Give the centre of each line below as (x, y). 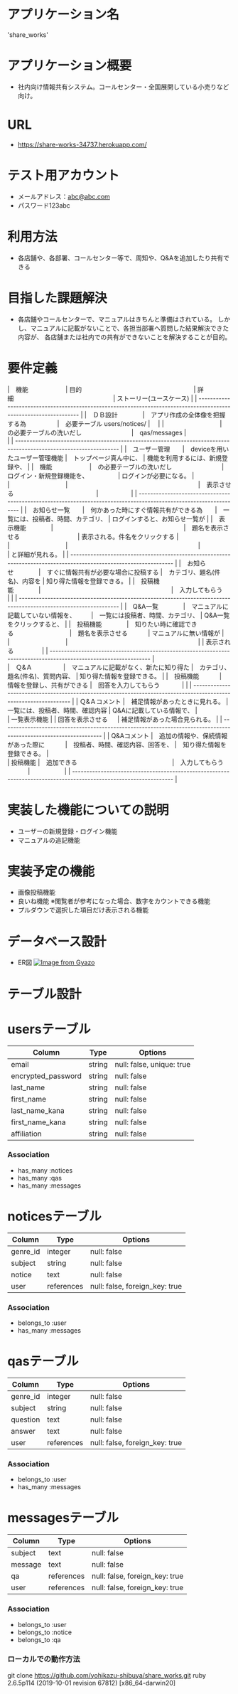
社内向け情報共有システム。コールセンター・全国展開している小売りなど (123, 87)
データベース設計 (57, 941)
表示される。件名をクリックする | (130, 536)
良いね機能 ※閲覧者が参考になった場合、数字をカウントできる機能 (114, 901)
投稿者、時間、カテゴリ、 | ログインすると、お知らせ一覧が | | (122, 518)
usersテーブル (49, 1029)
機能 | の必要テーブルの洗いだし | (132, 467)
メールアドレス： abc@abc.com (64, 196)
